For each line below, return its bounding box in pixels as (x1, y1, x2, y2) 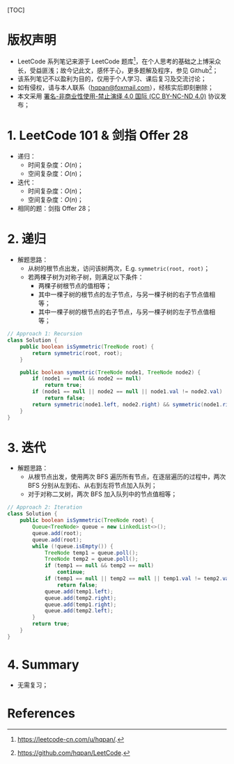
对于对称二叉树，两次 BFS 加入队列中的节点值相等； (27, 490, 178, 498)
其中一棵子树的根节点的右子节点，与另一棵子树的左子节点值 (38, 308, 210, 316)
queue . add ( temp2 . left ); (44, 607, 114, 614)
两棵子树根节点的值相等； (38, 282, 112, 290)
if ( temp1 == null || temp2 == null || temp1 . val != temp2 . (44, 575, 223, 582)
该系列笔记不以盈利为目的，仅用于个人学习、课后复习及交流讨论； (17, 74, 207, 83)
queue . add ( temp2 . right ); (44, 594, 117, 601)
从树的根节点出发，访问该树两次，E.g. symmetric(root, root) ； (27, 264, 210, 273)
